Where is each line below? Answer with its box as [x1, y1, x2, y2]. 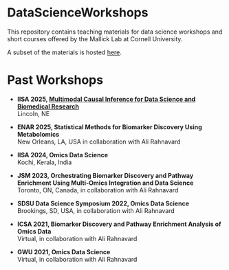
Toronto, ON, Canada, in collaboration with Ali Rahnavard [17, 185, 179, 194]
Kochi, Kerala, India [17, 158, 72, 166]
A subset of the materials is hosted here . [7, 48, 122, 56]
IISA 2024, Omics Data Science [17, 150, 109, 159]
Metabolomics [17, 130, 60, 138]
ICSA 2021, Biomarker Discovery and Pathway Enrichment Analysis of [17, 220, 221, 228]
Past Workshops [7, 72, 104, 88]
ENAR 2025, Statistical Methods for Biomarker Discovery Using [17, 122, 202, 131]
